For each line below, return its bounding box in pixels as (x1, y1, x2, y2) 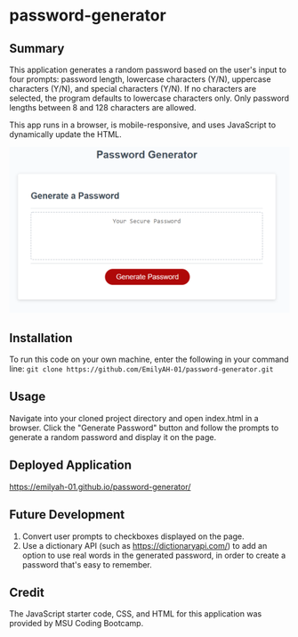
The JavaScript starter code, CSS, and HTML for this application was (9, 608, 262, 619)
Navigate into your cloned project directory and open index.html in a (9, 412, 260, 423)
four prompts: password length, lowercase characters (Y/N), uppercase (9, 74, 271, 85)
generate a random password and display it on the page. (9, 431, 216, 442)
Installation (9, 331, 73, 346)
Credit (9, 584, 44, 600)
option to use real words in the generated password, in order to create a (21, 550, 286, 560)
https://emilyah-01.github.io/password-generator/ (9, 481, 191, 492)
